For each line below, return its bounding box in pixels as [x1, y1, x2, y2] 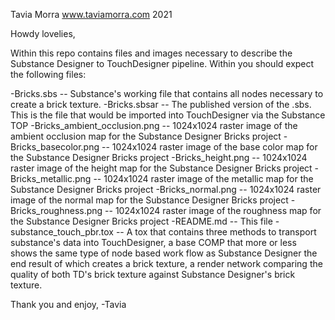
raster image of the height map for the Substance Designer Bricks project [10, 162, 313, 174]
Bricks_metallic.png [10, 173, 92, 184]
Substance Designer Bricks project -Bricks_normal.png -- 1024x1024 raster [10, 184, 322, 195]
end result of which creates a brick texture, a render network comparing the [10, 258, 323, 269]
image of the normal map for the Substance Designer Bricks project [10, 194, 289, 206]
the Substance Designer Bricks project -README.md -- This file [10, 215, 273, 227]
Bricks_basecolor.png [10, 141, 100, 153]
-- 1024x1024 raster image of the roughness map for [104, 205, 322, 216]
